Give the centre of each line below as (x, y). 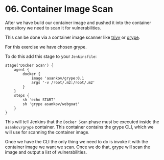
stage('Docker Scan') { (29, 65)
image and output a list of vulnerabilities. (46, 152)
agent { (22, 70)
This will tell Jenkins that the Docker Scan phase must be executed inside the (82, 122)
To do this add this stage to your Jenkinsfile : (51, 56)
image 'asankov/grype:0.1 (58, 78)
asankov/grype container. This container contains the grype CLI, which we (79, 127)
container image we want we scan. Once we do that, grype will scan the (78, 147)
